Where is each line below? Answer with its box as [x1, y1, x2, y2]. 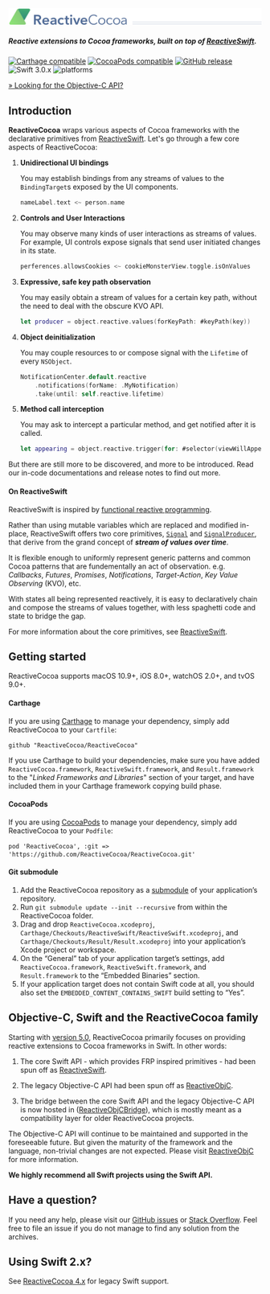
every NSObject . [19, 356, 72, 366]
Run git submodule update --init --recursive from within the [19, 902, 227, 912]
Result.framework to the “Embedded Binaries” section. [19, 970, 200, 980]
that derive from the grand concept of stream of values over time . [8, 537, 229, 547]
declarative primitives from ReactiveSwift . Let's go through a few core [8, 134, 239, 144]
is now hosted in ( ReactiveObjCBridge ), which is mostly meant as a [19, 1104, 243, 1114]
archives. [8, 1231, 39, 1242]
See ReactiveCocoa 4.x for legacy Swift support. [8, 1276, 170, 1286]
